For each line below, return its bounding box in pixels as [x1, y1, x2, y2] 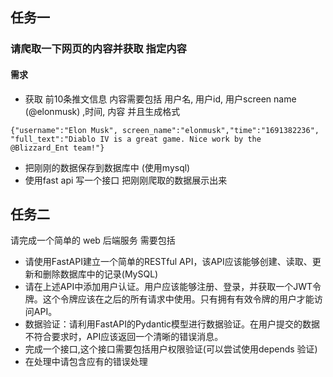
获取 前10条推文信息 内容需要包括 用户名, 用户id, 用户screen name [24, 93, 297, 105]
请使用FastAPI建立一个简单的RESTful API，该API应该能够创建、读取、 [24, 256, 313, 268]
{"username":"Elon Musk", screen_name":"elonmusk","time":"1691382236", [10, 125, 320, 135]
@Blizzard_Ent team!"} [10, 143, 105, 153]
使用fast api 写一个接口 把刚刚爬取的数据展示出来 [24, 174, 228, 186]
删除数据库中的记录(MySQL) [42, 268, 159, 280]
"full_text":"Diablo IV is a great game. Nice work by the [10, 134, 262, 144]
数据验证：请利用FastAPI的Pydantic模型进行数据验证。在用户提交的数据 [24, 318, 321, 330]
